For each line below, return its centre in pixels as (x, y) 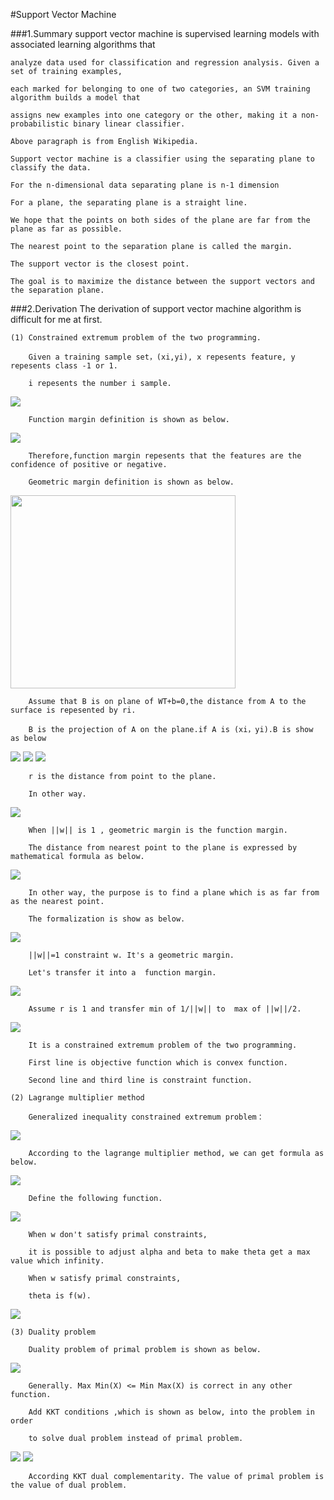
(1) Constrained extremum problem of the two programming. (136, 338)
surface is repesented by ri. (73, 710)
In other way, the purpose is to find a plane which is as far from (174, 893)
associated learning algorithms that (83, 44)
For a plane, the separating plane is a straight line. (129, 203)
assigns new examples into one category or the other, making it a (154, 115)
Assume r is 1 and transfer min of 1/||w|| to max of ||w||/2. (165, 1009)
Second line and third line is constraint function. (140, 1080)
